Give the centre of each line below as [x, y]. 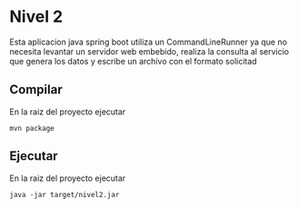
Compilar [36, 89]
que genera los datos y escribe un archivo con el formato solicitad [133, 61]
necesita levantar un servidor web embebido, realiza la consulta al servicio [149, 51]
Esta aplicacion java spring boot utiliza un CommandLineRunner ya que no [149, 42]
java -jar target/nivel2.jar [65, 194]
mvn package [32, 128]
